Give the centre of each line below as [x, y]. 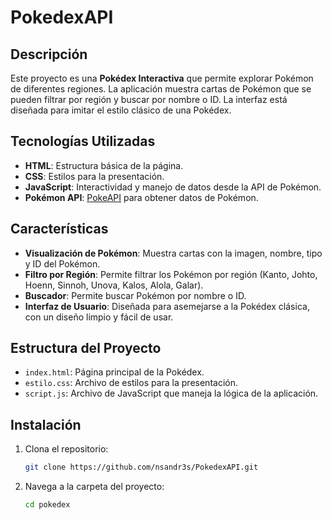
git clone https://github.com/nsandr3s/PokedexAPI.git [141, 467]
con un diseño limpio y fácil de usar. [99, 317]
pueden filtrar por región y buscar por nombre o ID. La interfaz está [149, 99]
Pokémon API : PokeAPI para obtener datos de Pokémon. [141, 197]
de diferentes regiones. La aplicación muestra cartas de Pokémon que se [161, 89]
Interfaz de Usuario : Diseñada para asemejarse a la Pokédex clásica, [167, 306]
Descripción [49, 54]
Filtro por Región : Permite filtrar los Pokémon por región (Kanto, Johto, [171, 274]
